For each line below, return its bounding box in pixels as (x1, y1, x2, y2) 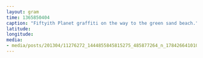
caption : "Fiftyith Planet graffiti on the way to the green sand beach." (6, 20, 199, 26)
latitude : (6, 25, 31, 32)
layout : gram (6, 8, 39, 15)
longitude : (6, 31, 34, 37)
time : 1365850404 (6, 14, 50, 21)
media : (6, 37, 23, 43)
